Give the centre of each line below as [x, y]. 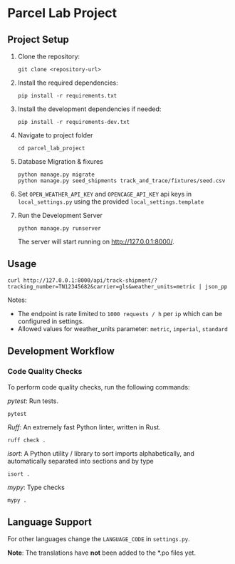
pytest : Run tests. [33, 401]
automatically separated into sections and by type [81, 461]
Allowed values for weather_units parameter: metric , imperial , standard [122, 328]
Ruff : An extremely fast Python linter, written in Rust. [84, 427]
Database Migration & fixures [60, 161]
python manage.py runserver [59, 229]
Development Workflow [61, 351]
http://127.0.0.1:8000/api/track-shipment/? [90, 280]
